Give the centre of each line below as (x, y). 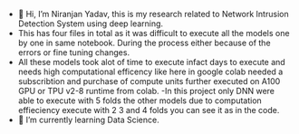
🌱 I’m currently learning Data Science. (89, 120)
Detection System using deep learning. (91, 24)
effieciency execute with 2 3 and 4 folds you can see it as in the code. (149, 110)
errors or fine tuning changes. (73, 53)
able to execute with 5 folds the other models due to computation (140, 100)
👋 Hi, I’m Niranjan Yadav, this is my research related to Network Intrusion (153, 14)
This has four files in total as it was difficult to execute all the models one (154, 33)
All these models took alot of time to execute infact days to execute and (151, 62)
